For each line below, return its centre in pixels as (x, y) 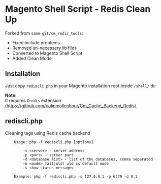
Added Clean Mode (32, 58)
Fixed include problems (36, 42)
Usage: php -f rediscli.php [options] (54, 142)
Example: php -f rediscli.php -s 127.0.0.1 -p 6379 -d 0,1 (76, 176)
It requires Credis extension (33, 100)
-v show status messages (48, 168)
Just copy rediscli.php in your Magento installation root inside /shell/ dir (80, 86)
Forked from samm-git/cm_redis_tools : (44, 33)
